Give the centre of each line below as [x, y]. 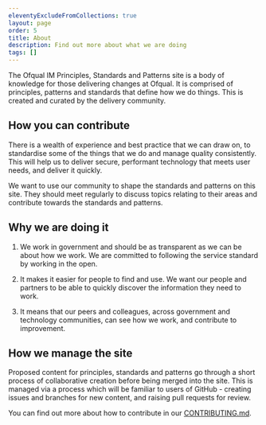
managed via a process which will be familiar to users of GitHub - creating [130, 389]
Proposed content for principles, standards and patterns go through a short [132, 372]
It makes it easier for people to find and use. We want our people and [133, 279]
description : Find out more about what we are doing [98, 45]
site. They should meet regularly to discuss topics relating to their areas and [133, 194]
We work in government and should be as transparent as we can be [131, 247]
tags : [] [23, 53]
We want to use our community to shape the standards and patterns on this [132, 185]
